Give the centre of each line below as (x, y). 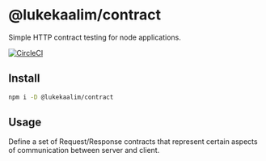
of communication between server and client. (84, 150)
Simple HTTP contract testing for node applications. (95, 37)
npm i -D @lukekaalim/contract (61, 97)
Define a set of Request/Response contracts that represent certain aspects (133, 142)
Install (24, 78)
